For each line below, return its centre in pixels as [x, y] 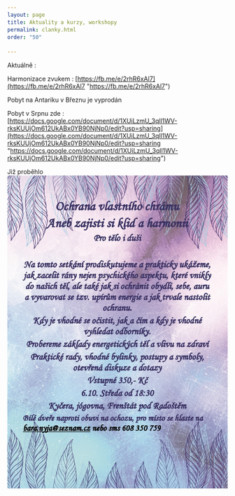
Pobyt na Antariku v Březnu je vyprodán [65, 100]
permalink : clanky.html [42, 29]
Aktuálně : [22, 65]
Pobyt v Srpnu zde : [36, 114]
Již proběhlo [25, 172]
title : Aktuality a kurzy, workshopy [62, 22]
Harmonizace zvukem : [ [43, 79]
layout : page [26, 15]
